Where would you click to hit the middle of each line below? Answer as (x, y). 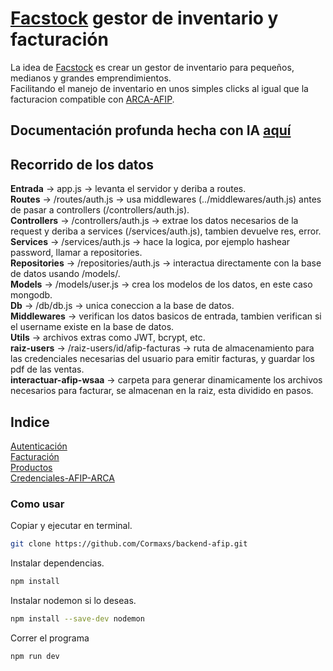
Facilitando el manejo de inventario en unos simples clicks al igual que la (159, 88)
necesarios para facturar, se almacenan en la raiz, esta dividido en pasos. (162, 391)
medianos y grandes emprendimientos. (91, 78)
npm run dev (35, 656)
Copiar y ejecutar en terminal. (71, 526)
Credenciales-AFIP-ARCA (62, 478)
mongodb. (31, 295)
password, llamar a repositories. (76, 253)
